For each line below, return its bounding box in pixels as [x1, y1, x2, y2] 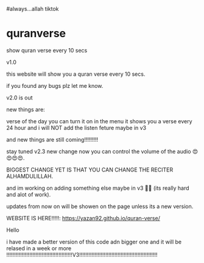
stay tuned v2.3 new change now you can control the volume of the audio [6, 148, 191, 155]
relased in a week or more [6, 244, 72, 252]
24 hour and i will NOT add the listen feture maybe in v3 [6, 124, 147, 131]
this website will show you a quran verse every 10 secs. [6, 70, 146, 77]
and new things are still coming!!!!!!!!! [6, 135, 99, 143]
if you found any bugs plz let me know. [6, 82, 104, 89]
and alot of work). [6, 190, 51, 198]
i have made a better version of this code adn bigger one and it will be [6, 238, 182, 245]
